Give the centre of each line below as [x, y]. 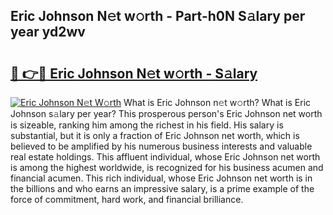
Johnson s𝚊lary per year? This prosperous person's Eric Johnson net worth [166, 113]
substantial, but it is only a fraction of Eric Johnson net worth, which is [155, 135]
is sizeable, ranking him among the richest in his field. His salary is [147, 125]
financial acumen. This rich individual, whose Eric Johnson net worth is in [161, 178]
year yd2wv [48, 32]
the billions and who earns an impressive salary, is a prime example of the [162, 188]
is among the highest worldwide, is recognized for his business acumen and [167, 167]
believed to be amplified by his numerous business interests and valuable [161, 146]
